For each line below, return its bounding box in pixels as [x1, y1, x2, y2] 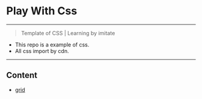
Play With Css [6, 4, 78, 18]
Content [6, 70, 38, 81]
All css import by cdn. [14, 47, 69, 54]
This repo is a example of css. [14, 41, 90, 48]
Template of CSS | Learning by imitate [20, 29, 115, 36]
